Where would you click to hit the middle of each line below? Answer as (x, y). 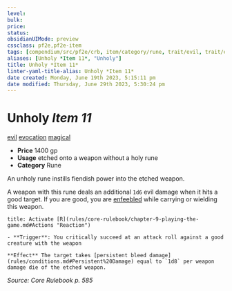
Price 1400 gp (37, 151)
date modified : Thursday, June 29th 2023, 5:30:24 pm (86, 84)
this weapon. (26, 207)
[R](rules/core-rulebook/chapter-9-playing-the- (127, 219)
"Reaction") (74, 225)
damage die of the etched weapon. (57, 268)
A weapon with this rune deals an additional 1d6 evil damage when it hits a (113, 192)
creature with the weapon (44, 243)
